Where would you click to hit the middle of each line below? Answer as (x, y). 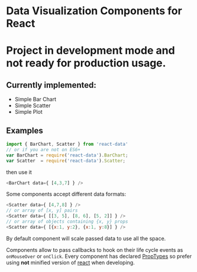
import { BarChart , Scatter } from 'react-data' (67, 144)
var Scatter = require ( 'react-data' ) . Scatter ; (66, 161)
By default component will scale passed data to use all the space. (86, 238)
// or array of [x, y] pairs (42, 211)
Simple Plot (28, 112)
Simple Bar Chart (35, 100)
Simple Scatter (33, 105)
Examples (25, 131)
